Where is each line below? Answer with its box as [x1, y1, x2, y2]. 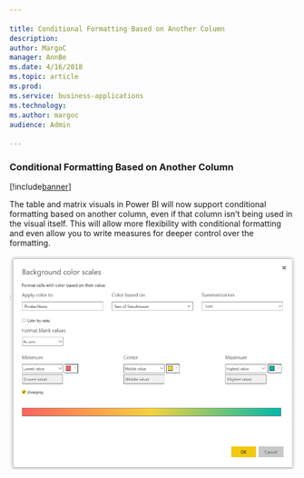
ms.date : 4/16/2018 [9, 63, 83, 72]
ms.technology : [9, 101, 67, 110]
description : [9, 34, 59, 43]
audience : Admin [9, 120, 71, 129]
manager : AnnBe [9, 53, 67, 63]
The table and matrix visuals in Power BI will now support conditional [9, 199, 267, 210]
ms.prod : [9, 82, 43, 91]
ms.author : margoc [9, 110, 79, 120]
